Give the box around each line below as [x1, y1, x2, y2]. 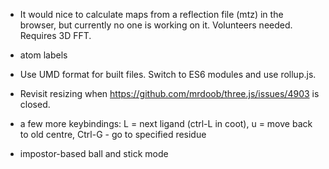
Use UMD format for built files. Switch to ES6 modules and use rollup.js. [19, 69, 317, 80]
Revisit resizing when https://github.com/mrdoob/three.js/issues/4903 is [19, 88, 320, 99]
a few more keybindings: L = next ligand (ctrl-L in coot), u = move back [19, 118, 313, 129]
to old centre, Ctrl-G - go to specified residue [19, 129, 207, 140]
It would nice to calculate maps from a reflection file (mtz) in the [19, 9, 284, 20]
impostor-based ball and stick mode [19, 148, 169, 159]
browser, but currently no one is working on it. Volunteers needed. [19, 19, 293, 31]
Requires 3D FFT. [19, 30, 92, 41]
